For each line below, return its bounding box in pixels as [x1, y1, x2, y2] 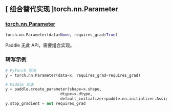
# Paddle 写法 [5, 82, 34, 87]
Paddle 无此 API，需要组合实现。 [5, 42, 75, 48]
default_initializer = [60, 96, 106, 101]
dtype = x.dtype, [60, 92, 93, 97]
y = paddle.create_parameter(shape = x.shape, [5, 86, 102, 92]
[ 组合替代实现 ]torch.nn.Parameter [5, 5, 118, 14]
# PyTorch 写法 [5, 68, 36, 73]
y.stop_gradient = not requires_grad [5, 101, 86, 106]
